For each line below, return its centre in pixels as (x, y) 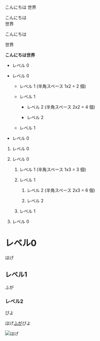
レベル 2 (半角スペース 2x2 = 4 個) (61, 107)
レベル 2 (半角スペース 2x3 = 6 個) (61, 190)
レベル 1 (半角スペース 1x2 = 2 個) (53, 86)
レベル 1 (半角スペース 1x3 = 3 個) (53, 170)
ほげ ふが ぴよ (18, 323)
